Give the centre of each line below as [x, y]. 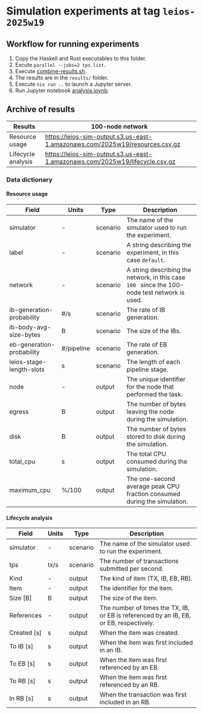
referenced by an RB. [129, 685]
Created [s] [26, 633]
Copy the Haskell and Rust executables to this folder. [81, 58]
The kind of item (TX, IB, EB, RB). [146, 579]
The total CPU [146, 454]
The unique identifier [156, 379]
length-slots [27, 369]
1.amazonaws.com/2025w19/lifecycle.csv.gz [110, 161]
